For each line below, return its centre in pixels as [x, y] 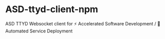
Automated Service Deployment [39, 31]
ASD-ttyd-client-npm [52, 9]
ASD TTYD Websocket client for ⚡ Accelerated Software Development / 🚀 [83, 23]
